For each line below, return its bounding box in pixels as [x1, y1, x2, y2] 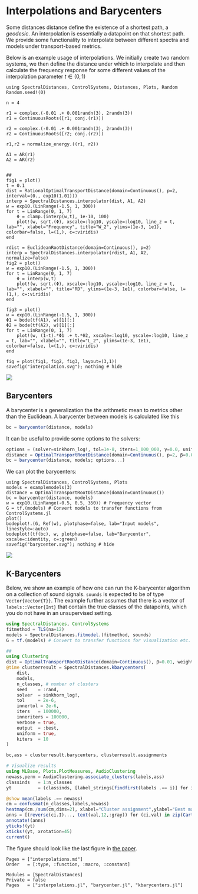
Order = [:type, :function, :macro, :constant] [6, 861, 131, 867]
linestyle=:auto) [6, 526, 49, 532]
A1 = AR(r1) [6, 151, 35, 157]
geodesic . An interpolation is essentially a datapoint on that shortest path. [6, 30, 185, 37]
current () [6, 834, 31, 840]
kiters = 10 [16, 736, 49, 742]
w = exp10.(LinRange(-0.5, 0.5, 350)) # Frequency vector [6, 500, 151, 506]
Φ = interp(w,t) [16, 276, 57, 281]
